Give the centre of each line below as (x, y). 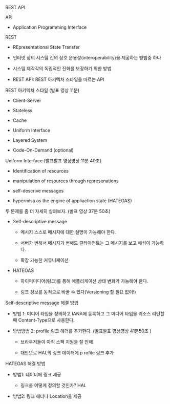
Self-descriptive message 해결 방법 (42, 303)
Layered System (30, 140)
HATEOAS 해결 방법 (25, 364)
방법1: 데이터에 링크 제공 (37, 374)
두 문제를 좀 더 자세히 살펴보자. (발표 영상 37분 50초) (58, 211)
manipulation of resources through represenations (66, 181)
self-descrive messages (38, 191)
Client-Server (27, 100)
